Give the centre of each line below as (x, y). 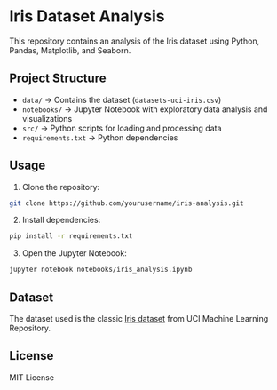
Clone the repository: (61, 187)
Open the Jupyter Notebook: (74, 253)
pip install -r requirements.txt (71, 236)
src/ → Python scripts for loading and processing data (122, 128)
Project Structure (58, 79)
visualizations (47, 118)
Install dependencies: (61, 220)
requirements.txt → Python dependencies (100, 137)
